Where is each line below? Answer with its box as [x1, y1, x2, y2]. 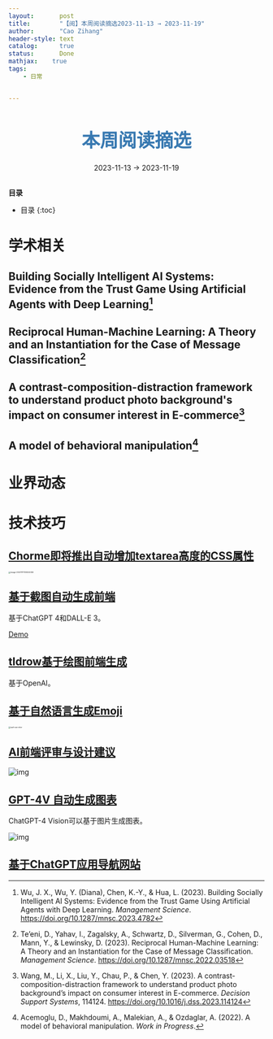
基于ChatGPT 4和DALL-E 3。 [8, 613, 106, 623]
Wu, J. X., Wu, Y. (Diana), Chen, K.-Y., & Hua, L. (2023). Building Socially [19, 887, 263, 897]
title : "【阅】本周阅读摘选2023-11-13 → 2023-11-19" [8, 20, 206, 28]
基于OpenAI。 [8, 678, 55, 688]
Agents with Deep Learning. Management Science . [19, 904, 192, 915]
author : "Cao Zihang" [8, 27, 104, 35]
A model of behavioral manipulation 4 [8, 436, 199, 452]
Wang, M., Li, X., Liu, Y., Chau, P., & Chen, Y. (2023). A [19, 971, 203, 980]
